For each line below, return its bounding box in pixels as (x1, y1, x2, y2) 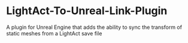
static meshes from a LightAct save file (6, 29, 102, 37)
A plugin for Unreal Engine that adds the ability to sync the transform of (6, 24, 183, 31)
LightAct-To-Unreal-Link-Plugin (6, 4, 168, 18)
